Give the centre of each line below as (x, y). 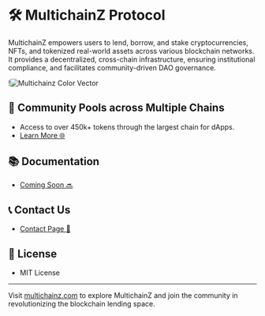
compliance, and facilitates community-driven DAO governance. (112, 67)
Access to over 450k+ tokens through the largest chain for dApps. (127, 126)
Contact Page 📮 (45, 229)
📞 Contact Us (39, 210)
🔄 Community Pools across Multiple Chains (116, 108)
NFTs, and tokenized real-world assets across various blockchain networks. (131, 51)
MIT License (40, 273)
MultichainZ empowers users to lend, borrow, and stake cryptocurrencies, (128, 42)
